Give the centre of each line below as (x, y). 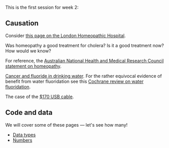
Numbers (22, 140)
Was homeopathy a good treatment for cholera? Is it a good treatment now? (85, 45)
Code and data (29, 113)
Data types (24, 135)
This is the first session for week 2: (42, 7)
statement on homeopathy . (34, 66)
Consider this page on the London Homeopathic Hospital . (66, 36)
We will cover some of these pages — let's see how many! (66, 125)
